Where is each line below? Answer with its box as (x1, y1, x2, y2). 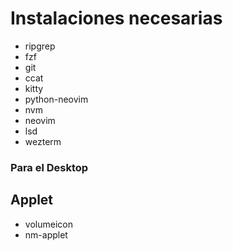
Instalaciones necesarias (10, 7, 223, 30)
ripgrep (24, 40, 56, 52)
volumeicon (24, 218, 73, 230)
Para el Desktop (10, 160, 89, 174)
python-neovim (24, 93, 89, 105)
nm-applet (24, 228, 68, 241)
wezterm (24, 135, 62, 147)
